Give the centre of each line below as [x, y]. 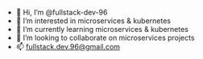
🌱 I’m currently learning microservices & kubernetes [102, 29]
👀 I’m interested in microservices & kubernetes [93, 21]
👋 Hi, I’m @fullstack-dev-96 [62, 12]
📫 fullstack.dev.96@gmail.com [68, 47]
